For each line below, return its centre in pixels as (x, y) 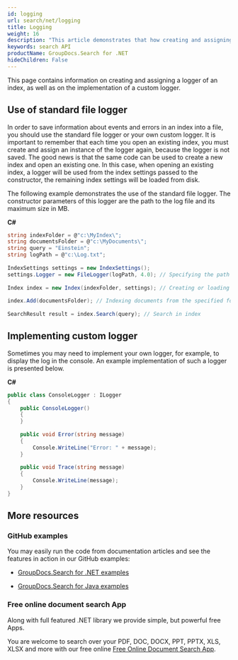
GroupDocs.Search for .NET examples (73, 573)
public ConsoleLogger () (55, 408)
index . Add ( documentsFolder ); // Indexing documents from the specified (115, 301)
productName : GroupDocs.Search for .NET (68, 54)
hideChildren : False (38, 60)
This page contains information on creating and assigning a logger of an (113, 80)
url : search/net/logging (44, 21)
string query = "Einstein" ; (49, 249)
